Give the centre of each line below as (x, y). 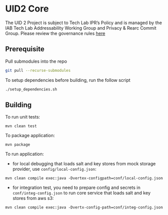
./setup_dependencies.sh (31, 89)
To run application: (25, 154)
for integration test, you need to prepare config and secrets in (76, 188)
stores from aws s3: (33, 198)
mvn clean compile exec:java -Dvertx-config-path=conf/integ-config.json (84, 207)
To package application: (30, 136)
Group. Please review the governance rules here (55, 33)
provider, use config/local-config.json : (54, 169)
